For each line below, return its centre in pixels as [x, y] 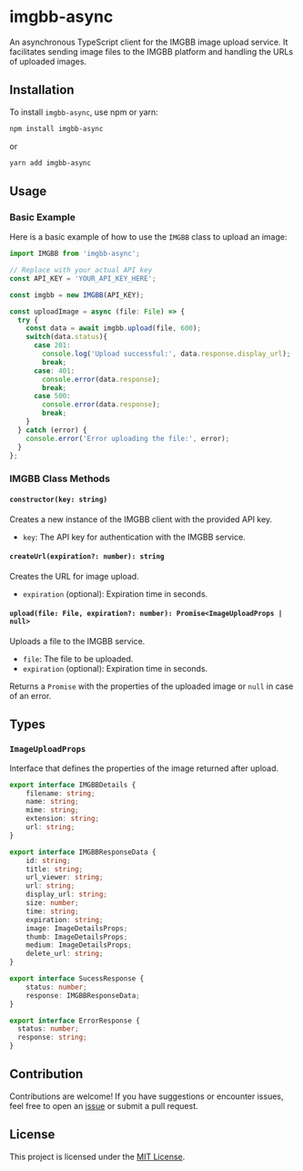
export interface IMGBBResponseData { [83, 852]
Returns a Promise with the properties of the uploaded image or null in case [151, 686]
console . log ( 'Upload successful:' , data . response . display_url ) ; [167, 354]
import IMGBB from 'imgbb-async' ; [75, 254]
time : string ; [52, 911]
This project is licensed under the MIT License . [97, 1156]
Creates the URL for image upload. [74, 576]
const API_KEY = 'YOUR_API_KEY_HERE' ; [83, 278]
